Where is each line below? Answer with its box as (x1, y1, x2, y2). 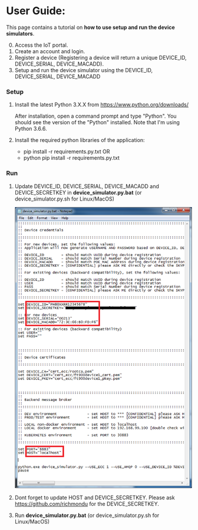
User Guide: (6, 4, 66, 18)
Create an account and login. (14, 47, 85, 54)
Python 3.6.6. (14, 125, 47, 132)
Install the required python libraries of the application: (14, 137, 146, 144)
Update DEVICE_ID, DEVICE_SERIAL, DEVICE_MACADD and (14, 182, 159, 190)
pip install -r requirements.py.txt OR (23, 148, 110, 155)
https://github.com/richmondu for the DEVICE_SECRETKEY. (14, 500, 159, 507)
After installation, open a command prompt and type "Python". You (14, 112, 177, 119)
